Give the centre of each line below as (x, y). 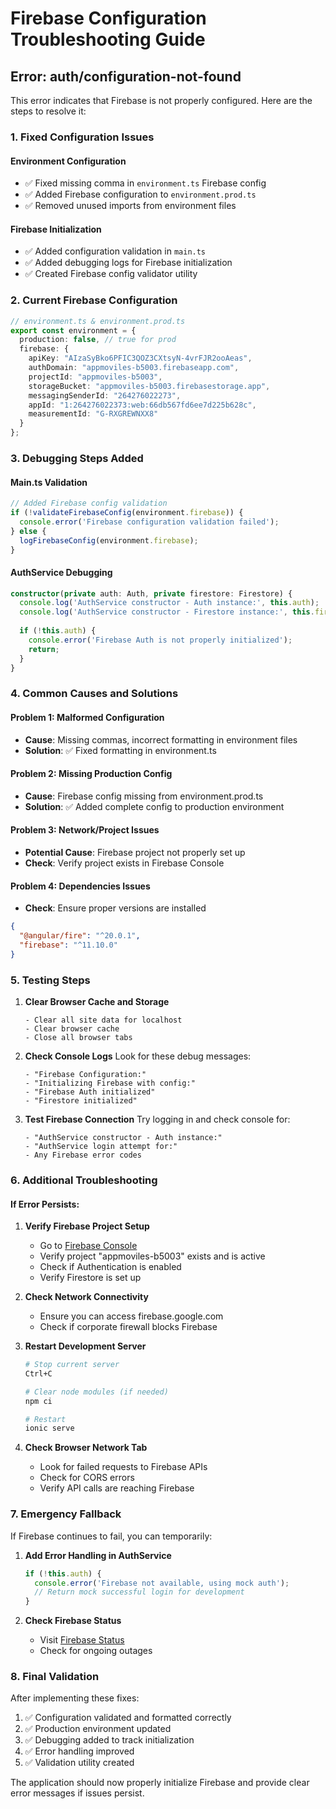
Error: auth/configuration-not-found (126, 76)
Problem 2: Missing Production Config (91, 774)
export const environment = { (73, 330)
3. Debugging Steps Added (77, 458)
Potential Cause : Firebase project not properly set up (135, 852)
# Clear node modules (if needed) (96, 1392)
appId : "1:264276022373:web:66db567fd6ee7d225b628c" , (142, 405)
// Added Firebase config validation (89, 503)
